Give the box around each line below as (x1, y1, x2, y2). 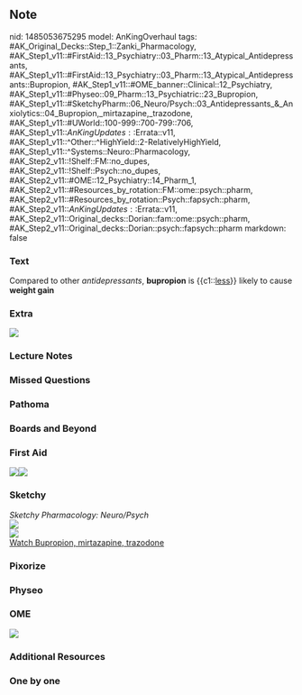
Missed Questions (9, 374, 91, 387)
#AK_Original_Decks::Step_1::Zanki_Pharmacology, (9, 41, 197, 51)
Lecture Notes (9, 350, 73, 362)
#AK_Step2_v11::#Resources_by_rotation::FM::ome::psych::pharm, (9, 184, 253, 195)
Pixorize (9, 559, 47, 572)
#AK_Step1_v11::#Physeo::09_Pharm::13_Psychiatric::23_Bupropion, (9, 88, 259, 99)
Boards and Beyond (9, 423, 97, 435)
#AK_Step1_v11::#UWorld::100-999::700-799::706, (9, 117, 194, 128)
